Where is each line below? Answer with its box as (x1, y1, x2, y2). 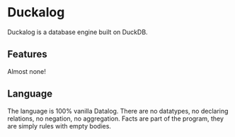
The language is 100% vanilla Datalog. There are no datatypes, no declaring (7, 106, 229, 115)
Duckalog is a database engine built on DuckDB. (7, 28, 148, 36)
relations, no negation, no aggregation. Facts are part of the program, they (7, 114, 224, 123)
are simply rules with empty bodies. (7, 121, 112, 130)
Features (7, 48, 47, 60)
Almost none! (7, 67, 46, 75)
